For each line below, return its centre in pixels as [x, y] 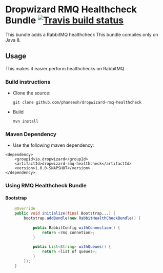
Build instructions [28, 82]
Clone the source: [32, 93]
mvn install [25, 122]
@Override [25, 209]
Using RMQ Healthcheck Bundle [46, 186]
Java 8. [13, 40]
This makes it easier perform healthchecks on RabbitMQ [65, 68]
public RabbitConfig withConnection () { [76, 228]
